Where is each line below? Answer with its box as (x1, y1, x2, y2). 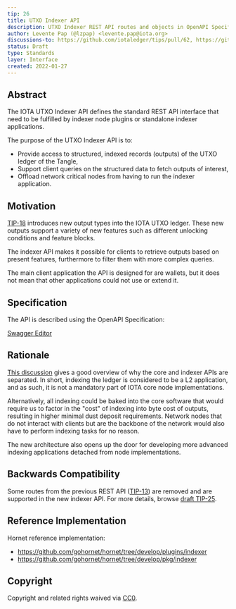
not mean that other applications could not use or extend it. (7, 276, 179, 285)
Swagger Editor (7, 329, 53, 338)
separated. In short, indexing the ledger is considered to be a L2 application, (7, 375, 228, 384)
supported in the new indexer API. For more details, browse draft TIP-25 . (7, 494, 217, 503)
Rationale (7, 350, 50, 362)
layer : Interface (7, 56, 58, 63)
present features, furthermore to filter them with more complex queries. (7, 255, 214, 264)
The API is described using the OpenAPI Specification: (7, 315, 165, 324)
